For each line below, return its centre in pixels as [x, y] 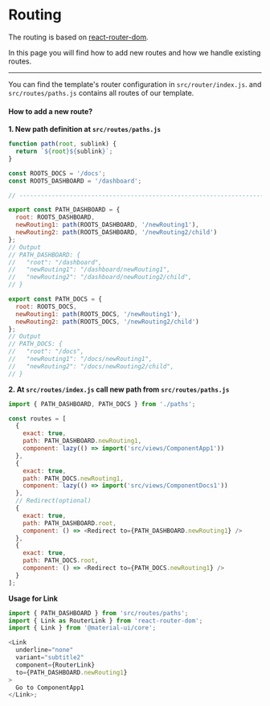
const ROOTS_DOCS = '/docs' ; [57, 173]
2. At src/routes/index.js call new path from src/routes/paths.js [119, 389]
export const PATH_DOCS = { [55, 299]
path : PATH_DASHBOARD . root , [70, 523]
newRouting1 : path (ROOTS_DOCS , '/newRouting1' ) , [98, 314]
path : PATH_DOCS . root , [61, 560]
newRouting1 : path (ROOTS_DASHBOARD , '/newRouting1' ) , [107, 225]
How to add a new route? [51, 111]
